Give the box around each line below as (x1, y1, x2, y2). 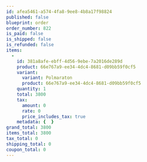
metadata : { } (17, 119, 54, 125)
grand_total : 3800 (6, 125, 51, 131)
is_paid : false (6, 31, 44, 37)
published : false (6, 14, 49, 20)
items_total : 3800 (6, 130, 51, 136)
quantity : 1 (17, 86, 46, 92)
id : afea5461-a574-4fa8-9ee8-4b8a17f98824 (6, 8, 112, 15)
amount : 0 (21, 102, 46, 109)
